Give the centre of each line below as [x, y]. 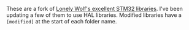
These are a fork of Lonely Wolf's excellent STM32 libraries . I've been [94, 9]
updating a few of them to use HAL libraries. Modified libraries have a [94, 15]
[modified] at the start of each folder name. [62, 21]
